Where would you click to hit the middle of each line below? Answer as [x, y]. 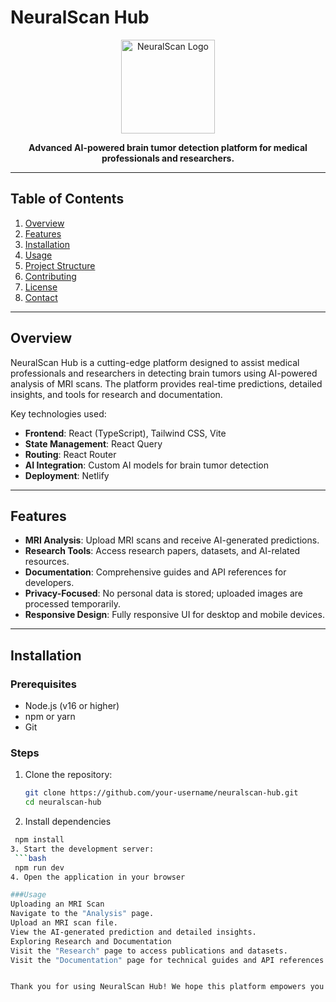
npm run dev [39, 867]
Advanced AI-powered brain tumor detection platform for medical [168, 147]
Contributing [50, 276]
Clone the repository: [68, 775]
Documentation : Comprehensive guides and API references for [155, 572]
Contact [41, 297]
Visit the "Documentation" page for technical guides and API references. [169, 960]
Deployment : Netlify [67, 475]
